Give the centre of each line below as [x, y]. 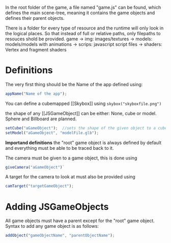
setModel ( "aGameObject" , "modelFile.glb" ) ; [52, 133]
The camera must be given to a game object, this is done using [71, 158]
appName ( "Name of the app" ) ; [36, 94]
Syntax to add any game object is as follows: [52, 226]
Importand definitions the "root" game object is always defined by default [83, 143]
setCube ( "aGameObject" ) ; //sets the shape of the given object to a [81, 128]
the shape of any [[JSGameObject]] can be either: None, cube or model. [81, 113]
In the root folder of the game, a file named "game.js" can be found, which [83, 7]
